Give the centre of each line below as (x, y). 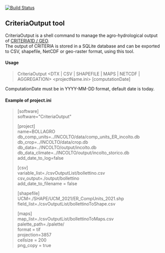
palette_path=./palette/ (41, 224)
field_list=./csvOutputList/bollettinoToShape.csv (66, 204)
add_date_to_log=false (40, 158)
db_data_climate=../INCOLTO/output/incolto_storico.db (73, 153)
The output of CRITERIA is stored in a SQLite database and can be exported (82, 46)
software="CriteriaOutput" (44, 117)
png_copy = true (34, 246)
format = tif (29, 230)
